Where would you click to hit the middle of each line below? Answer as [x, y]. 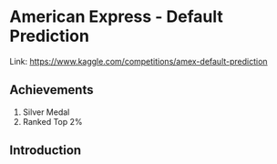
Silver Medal [46, 112]
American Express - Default [116, 17]
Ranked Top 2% [53, 121]
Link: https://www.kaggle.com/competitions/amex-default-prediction [138, 61]
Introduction [46, 151]
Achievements [51, 90]
